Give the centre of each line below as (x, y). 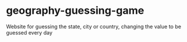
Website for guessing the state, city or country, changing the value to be (93, 26)
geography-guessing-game (75, 11)
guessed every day (29, 32)
